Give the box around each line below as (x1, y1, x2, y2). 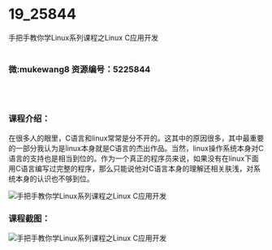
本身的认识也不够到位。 (15, 174, 94, 183)
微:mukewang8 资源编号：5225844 (8, 63, 151, 75)
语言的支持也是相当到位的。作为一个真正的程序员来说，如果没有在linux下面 (8, 153, 259, 163)
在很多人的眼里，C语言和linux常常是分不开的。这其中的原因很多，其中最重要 (8, 133, 265, 143)
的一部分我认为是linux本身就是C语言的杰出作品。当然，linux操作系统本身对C (8, 143, 264, 153)
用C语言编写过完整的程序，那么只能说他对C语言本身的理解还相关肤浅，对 (8, 163, 254, 173)
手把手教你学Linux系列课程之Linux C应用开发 (8, 32, 159, 42)
